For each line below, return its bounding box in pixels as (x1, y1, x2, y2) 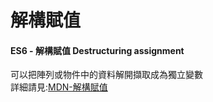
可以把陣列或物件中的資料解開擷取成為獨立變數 (10, 69, 203, 81)
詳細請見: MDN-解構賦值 (10, 81, 108, 93)
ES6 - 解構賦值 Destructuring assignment (10, 44, 185, 56)
